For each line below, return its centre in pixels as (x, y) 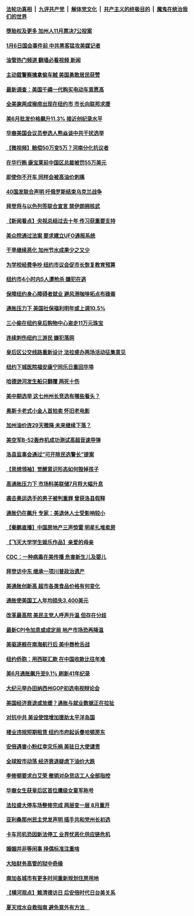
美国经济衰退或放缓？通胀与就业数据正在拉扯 (60, 703)
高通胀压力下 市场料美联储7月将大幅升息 (55, 483)
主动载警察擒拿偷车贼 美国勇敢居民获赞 (53, 74)
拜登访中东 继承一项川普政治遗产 (46, 571)
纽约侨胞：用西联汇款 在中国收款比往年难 (56, 659)
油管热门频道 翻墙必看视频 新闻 (44, 60)
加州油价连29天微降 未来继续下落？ (49, 426)
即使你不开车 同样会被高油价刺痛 (46, 177)
